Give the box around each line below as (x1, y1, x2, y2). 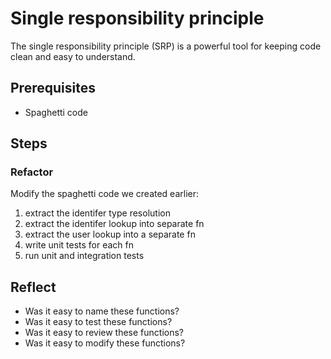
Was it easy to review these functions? (24, 327, 185, 339)
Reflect (10, 278, 57, 296)
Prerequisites (10, 80, 96, 97)
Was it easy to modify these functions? (24, 337, 186, 349)
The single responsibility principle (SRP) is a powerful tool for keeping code (10, 40, 322, 52)
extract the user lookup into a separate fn (24, 228, 196, 241)
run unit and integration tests (24, 250, 145, 262)
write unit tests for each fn (24, 239, 135, 251)
